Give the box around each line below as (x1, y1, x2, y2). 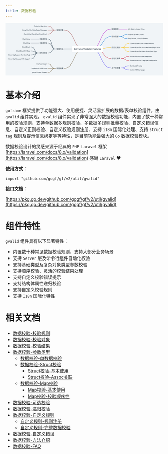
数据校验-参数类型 (12, 349, 50, 355)
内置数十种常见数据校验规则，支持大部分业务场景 (12, 248, 114, 254)
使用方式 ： (5, 165, 28, 171)
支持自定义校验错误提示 (12, 274, 61, 280)
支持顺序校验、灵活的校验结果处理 (12, 268, 83, 274)
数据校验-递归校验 (12, 406, 50, 412)
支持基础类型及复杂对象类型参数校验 (12, 261, 88, 267)
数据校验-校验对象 (12, 336, 50, 342)
